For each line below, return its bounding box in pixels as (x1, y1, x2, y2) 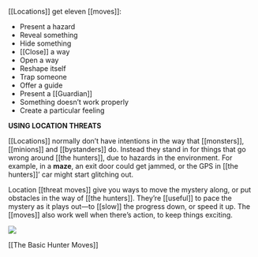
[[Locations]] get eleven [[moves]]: (8, 7, 122, 16)
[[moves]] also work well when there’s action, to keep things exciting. (8, 210, 233, 219)
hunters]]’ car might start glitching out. (8, 169, 134, 179)
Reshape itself (19, 64, 66, 73)
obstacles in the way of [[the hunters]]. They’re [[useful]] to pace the (8, 193, 233, 203)
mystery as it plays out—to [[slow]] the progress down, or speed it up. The (8, 202, 251, 211)
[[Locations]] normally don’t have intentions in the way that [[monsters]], (8, 136, 245, 145)
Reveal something (19, 31, 78, 39)
